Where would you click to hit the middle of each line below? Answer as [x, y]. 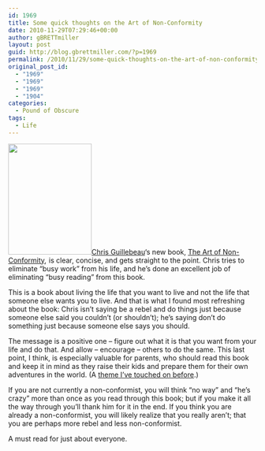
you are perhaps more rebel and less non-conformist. [95, 423]
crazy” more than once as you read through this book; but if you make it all [129, 398]
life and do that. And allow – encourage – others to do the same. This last [127, 349]
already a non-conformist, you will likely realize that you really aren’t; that [127, 415]
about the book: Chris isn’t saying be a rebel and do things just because [125, 309]
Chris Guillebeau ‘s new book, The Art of [157, 252]
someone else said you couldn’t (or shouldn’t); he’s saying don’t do [117, 317]
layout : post [30, 45]
